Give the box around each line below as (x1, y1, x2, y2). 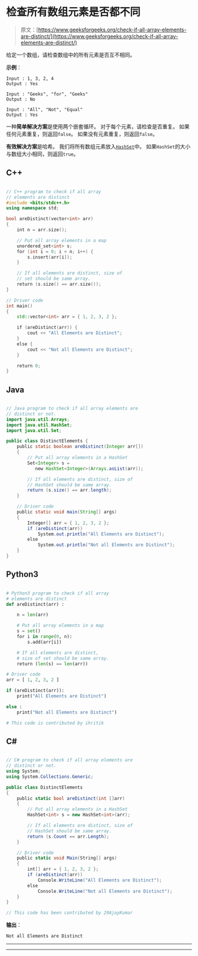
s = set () (16, 628, 41, 634)
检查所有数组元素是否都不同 (6, 5, 141, 19)
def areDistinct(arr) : (6, 601, 65, 607)
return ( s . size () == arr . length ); (27, 487, 112, 493)
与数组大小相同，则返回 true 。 (6, 150, 79, 157)
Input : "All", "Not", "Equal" (6, 106, 83, 112)
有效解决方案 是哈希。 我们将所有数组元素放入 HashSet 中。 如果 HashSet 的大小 (6, 143, 191, 150)
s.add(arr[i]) (27, 639, 62, 645)
